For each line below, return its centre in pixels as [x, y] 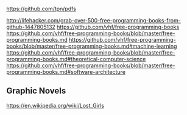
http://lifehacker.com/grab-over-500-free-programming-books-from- [94, 20]
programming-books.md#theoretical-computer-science [76, 59]
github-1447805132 [31, 27]
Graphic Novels [36, 91]
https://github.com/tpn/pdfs [41, 9]
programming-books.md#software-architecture [66, 72]
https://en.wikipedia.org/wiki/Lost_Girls [55, 105]
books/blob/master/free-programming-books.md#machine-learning [92, 46]
